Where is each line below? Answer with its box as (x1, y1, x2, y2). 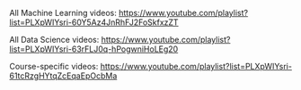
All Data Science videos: (9, 35, 100, 45)
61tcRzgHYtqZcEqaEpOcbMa (9, 70, 118, 81)
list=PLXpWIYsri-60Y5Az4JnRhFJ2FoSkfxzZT (9, 17, 179, 28)
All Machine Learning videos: (9, 8, 117, 18)
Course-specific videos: (9, 61, 99, 71)
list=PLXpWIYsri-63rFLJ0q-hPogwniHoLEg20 (9, 44, 179, 54)
